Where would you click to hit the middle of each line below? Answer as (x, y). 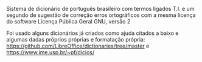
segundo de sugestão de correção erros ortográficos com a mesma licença (101, 15)
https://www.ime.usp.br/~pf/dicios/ (50, 52)
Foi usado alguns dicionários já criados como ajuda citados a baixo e (92, 33)
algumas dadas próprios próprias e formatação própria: (76, 39)
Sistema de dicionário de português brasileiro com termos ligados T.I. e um (100, 9)
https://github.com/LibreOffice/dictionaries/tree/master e (78, 46)
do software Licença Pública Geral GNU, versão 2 (68, 21)
